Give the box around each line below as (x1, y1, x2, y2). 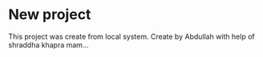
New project (8, 6, 91, 24)
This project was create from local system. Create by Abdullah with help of (8, 32, 255, 41)
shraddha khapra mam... (8, 40, 89, 49)
